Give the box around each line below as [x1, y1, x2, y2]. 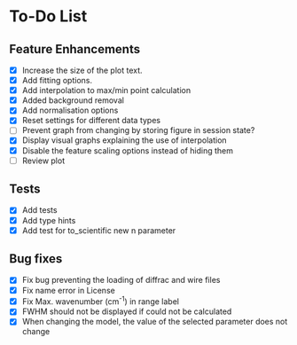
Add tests [21, 205, 58, 216]
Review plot [21, 155, 65, 166]
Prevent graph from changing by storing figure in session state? [21, 125, 255, 136]
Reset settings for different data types [21, 115, 161, 126]
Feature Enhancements [9, 42, 140, 57]
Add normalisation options [21, 105, 119, 116]
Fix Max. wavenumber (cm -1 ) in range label [21, 294, 180, 307]
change [21, 326, 51, 337]
